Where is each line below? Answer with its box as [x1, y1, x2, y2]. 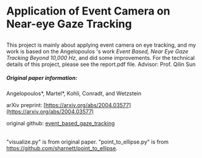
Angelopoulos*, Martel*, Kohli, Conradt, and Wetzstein [6, 90, 142, 97]
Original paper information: [6, 74, 78, 82]
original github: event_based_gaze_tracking [6, 119, 115, 127]
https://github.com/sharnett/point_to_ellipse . [6, 145, 117, 152]
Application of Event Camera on [6, 4, 170, 18]
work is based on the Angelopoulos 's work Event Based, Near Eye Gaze [6, 47, 189, 55]
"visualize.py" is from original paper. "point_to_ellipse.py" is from [6, 138, 169, 146]
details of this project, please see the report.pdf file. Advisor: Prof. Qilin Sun [6, 61, 196, 68]
